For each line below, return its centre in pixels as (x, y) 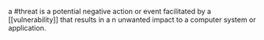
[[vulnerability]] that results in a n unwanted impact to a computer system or (132, 20)
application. (27, 28)
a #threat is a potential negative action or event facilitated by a (110, 11)
